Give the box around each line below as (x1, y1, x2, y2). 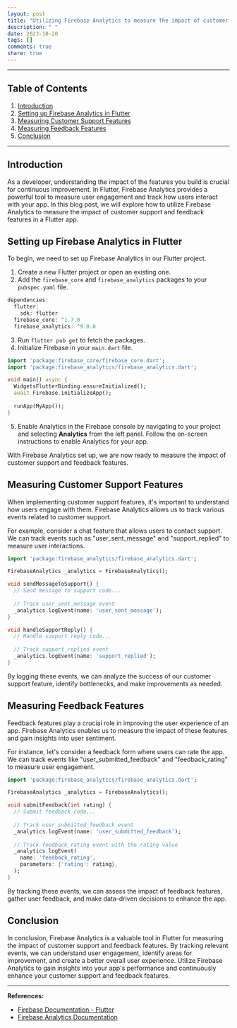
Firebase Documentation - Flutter (17, 1005, 115, 1014)
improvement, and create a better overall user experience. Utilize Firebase (7, 956, 223, 964)
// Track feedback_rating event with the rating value (13, 841, 178, 848)
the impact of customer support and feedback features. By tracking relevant (7, 941, 229, 949)
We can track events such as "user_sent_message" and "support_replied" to (7, 533, 229, 542)
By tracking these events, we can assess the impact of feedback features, (7, 886, 223, 895)
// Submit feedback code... (13, 808, 97, 816)
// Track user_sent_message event (13, 600, 115, 607)
